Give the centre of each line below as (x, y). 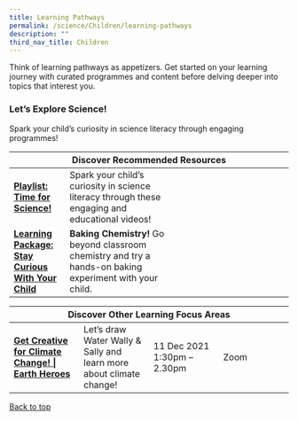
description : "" (39, 34)
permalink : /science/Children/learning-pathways (101, 26)
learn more (106, 363)
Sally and (103, 351)
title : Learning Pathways (57, 17)
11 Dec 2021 (182, 346)
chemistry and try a (110, 255)
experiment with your (114, 277)
